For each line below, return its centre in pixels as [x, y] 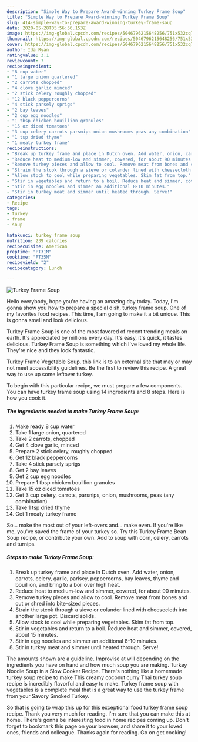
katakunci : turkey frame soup [44, 235]
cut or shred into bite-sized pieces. [58, 603]
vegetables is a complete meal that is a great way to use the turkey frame [95, 690]
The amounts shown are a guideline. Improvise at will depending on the [93, 659]
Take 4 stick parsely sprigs [48, 464]
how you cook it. [27, 398]
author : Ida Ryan [28, 50]
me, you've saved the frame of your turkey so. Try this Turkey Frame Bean [97, 531]
